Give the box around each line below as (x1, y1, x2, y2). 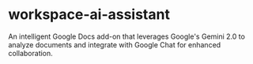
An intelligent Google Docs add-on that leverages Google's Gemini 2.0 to (8, 32, 245, 41)
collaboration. (8, 48, 53, 58)
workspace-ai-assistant (8, 6, 170, 24)
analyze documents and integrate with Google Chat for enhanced (8, 40, 221, 49)
